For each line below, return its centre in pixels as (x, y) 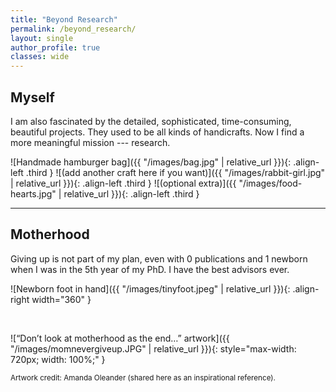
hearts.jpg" (33, 193)
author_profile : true (55, 47)
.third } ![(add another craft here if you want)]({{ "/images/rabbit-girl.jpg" (175, 172)
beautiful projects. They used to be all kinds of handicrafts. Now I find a (157, 132)
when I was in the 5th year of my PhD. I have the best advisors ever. (150, 269)
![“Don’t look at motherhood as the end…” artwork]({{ (120, 338)
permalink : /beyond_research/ (73, 29)
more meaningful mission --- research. (90, 142)
